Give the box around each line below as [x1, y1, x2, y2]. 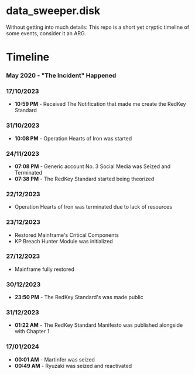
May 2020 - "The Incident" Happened [6, 72, 117, 80]
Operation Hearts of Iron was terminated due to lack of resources [14, 203, 173, 210]
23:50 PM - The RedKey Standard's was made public [14, 294, 143, 301]
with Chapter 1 [14, 328, 50, 335]
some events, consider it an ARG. [6, 29, 87, 36]
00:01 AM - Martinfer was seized [14, 356, 95, 363]
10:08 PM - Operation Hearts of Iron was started [14, 135, 132, 142]
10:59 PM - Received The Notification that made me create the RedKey [14, 101, 186, 108]
